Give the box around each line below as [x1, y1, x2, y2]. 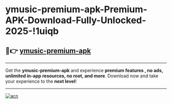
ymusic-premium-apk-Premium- [5, 4, 147, 15]
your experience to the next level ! [5, 78, 77, 84]
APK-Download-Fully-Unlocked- [5, 14, 146, 26]
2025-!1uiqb [5, 26, 59, 37]
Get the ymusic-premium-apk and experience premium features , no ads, [5, 68, 163, 73]
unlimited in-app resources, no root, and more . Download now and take [5, 73, 159, 79]
